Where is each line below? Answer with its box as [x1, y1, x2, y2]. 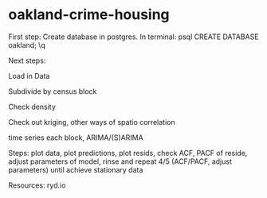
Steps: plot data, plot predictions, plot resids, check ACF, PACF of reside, [8, 148, 248, 157]
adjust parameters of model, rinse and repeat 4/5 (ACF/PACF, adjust [8, 157, 233, 166]
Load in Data [8, 71, 50, 80]
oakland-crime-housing [8, 6, 170, 24]
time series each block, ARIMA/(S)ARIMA [8, 133, 143, 142]
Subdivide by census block [8, 86, 97, 96]
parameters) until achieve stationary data [8, 165, 143, 174]
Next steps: [8, 56, 46, 65]
